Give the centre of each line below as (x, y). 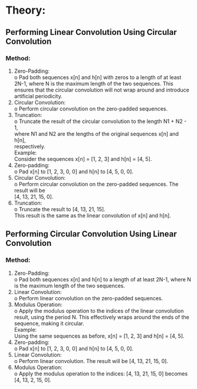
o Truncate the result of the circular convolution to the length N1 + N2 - (100, 121)
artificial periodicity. (38, 96)
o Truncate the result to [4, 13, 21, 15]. (60, 209)
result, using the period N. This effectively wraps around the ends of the (101, 317)
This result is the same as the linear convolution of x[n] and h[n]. (93, 215)
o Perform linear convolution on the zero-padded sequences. (88, 298)
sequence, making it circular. (49, 323)
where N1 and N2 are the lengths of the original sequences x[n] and (96, 134)
